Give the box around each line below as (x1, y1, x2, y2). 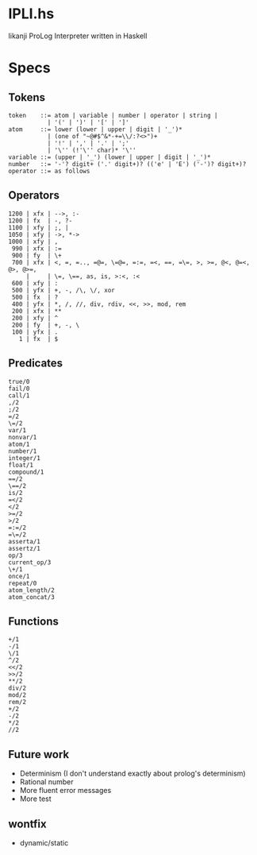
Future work (8, 748, 70, 761)
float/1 (8, 461, 34, 469)
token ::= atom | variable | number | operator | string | (8, 111, 218, 119)
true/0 (8, 377, 30, 385)
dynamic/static (19, 838, 69, 847)
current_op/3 (8, 558, 52, 567)
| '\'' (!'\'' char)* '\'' (47, 146, 136, 154)
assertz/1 (8, 544, 41, 552)
